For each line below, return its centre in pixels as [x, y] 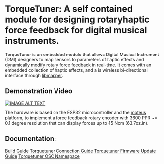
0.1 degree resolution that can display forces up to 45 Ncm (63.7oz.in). [77, 123]
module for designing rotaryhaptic [77, 20]
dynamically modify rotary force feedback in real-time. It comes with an [78, 65]
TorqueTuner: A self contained [69, 9]
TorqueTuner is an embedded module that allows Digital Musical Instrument [82, 54]
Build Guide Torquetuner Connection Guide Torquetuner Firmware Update [81, 151]
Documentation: [31, 139]
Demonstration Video [39, 91]
